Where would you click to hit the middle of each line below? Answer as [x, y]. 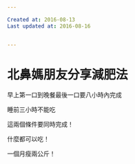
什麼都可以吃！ [28, 139]
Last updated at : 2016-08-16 [49, 26]
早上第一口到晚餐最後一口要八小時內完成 [64, 95]
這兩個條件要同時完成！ [40, 125]
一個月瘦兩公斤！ [31, 154]
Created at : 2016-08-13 [41, 19]
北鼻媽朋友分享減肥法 [68, 74]
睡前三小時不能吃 [31, 110]
